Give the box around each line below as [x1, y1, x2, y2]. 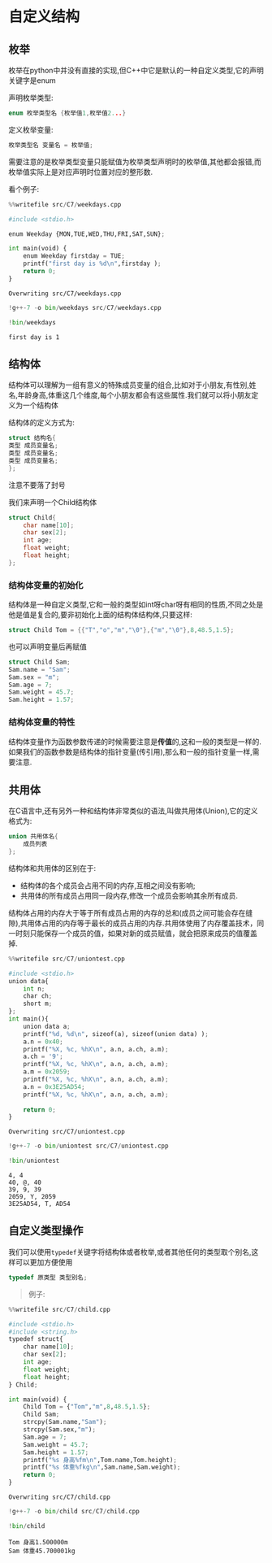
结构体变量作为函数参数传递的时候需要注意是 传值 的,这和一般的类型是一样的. [8, 737, 262, 747]
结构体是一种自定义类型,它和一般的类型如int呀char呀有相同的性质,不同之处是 [8, 599, 264, 610]
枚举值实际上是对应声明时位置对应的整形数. [8, 167, 153, 176]
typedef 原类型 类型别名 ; [8, 1273, 88, 1282]
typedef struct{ [8, 1335, 63, 1343]
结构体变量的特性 [8, 716, 76, 728]
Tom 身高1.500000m [8, 1538, 68, 1546]
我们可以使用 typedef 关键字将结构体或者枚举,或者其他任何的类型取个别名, [8, 1247, 252, 1256]
